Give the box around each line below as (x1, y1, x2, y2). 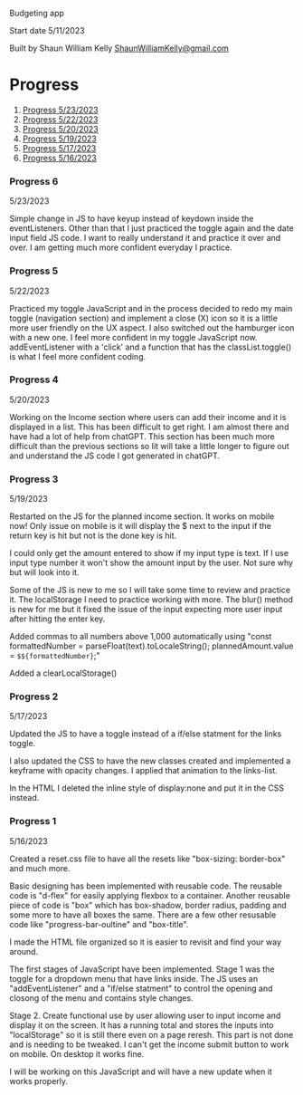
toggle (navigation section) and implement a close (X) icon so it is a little (9, 312, 279, 323)
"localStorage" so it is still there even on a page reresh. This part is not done (9, 1029, 294, 1040)
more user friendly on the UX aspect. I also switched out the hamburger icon (9, 322, 295, 333)
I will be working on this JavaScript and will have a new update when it (9, 1066, 273, 1077)
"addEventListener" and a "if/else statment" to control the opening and (9, 983, 273, 994)
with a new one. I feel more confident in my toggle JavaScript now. (9, 331, 258, 342)
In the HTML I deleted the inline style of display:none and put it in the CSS (9, 783, 285, 793)
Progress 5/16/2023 (22, 152, 98, 163)
